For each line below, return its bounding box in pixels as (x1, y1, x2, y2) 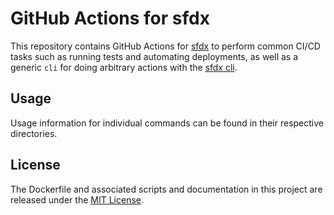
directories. (10, 127, 58, 139)
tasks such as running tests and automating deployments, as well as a (10, 50, 299, 62)
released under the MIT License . (10, 193, 144, 206)
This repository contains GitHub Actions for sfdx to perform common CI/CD (10, 40, 321, 52)
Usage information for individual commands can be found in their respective (10, 117, 324, 129)
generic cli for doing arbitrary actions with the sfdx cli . (10, 61, 238, 73)
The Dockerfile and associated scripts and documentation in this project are (10, 183, 323, 195)
